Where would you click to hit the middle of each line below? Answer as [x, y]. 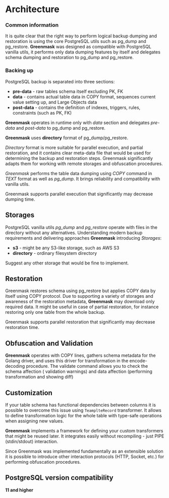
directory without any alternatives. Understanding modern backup [74, 233]
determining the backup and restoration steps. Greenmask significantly [79, 158]
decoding [15, 366]
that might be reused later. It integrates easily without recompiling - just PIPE [85, 436]
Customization [29, 393]
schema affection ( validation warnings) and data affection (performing [79, 371]
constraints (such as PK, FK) [42, 113]
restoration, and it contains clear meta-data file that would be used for [78, 153]
